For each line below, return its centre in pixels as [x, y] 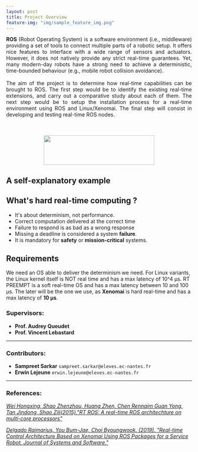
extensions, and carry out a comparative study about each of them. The [99, 96]
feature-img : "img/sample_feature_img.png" [60, 22]
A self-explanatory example [58, 181]
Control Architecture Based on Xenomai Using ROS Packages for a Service [97, 436]
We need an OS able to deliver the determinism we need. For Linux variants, [98, 273]
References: [24, 393]
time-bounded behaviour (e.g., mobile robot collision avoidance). [85, 71]
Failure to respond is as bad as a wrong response [74, 227]
